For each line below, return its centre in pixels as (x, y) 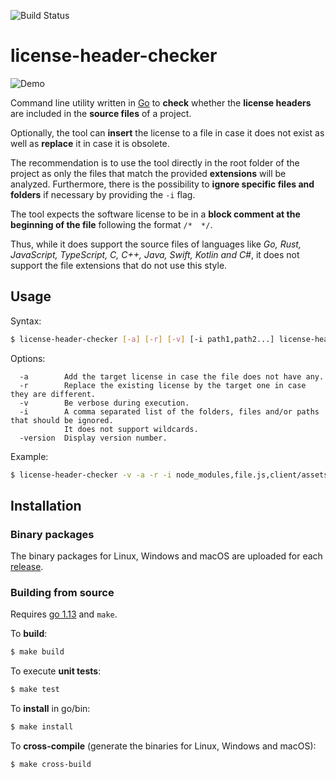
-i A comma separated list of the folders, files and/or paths (169, 411)
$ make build (37, 652)
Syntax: (26, 321)
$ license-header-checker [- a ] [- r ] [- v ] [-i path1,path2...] (142, 339)
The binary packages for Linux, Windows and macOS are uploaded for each (166, 556)
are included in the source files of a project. (101, 113)
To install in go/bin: (50, 709)
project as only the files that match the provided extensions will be (148, 173)
